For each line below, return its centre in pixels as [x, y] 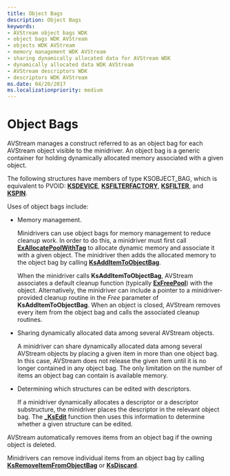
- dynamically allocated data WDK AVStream [71, 65]
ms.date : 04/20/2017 [37, 84]
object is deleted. [32, 445]
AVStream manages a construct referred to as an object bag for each [105, 143]
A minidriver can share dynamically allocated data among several [109, 346]
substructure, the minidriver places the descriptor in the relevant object [118, 409]
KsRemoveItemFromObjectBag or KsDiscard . [73, 466]
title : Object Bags [35, 13]
